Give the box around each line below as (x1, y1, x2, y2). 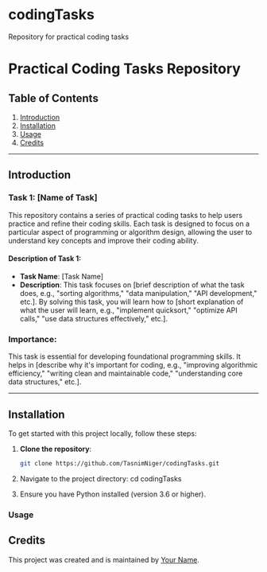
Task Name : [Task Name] (19, 271, 104, 281)
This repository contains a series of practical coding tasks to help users (8, 210, 243, 220)
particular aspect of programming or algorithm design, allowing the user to (8, 227, 253, 236)
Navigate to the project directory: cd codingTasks (19, 473, 182, 483)
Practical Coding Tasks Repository (8, 60, 241, 78)
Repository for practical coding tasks (8, 32, 130, 41)
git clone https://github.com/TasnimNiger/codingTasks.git (19, 459, 220, 467)
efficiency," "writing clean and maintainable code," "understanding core (8, 368, 243, 379)
